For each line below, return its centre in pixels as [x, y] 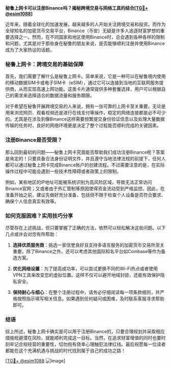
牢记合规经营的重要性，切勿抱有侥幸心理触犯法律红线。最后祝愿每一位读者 [88, 345]
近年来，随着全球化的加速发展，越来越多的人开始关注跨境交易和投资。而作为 [85, 24]
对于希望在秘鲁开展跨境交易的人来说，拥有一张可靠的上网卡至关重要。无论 [83, 106]
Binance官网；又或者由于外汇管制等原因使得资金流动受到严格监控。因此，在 [85, 188]
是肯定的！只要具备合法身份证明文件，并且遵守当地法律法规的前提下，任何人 [85, 158]
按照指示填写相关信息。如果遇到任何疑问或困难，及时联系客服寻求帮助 [91, 299]
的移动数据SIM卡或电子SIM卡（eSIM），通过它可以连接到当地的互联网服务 [82, 83]
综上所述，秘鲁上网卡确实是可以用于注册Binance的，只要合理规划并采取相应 [85, 332]
